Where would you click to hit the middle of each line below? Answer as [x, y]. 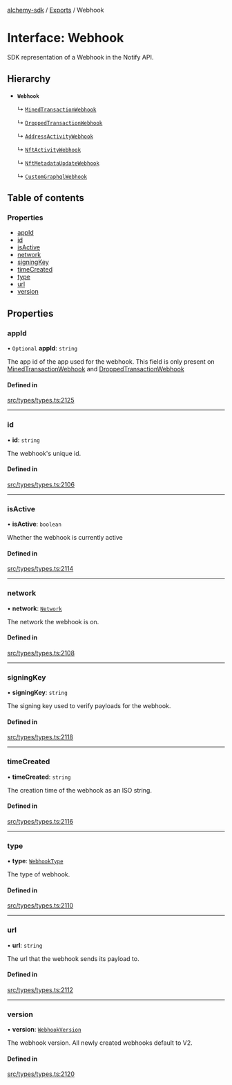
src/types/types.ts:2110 [40, 906]
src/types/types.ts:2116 [40, 821]
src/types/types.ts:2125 [41, 400]
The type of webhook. [39, 874]
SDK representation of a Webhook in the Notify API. [80, 57]
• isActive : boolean [35, 524]
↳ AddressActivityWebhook [55, 136]
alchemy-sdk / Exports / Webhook [56, 10]
